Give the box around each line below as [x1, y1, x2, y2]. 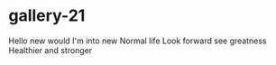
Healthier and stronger [8, 44, 93, 55]
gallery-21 [8, 5, 86, 26]
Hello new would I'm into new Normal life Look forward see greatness [8, 35, 267, 46]
